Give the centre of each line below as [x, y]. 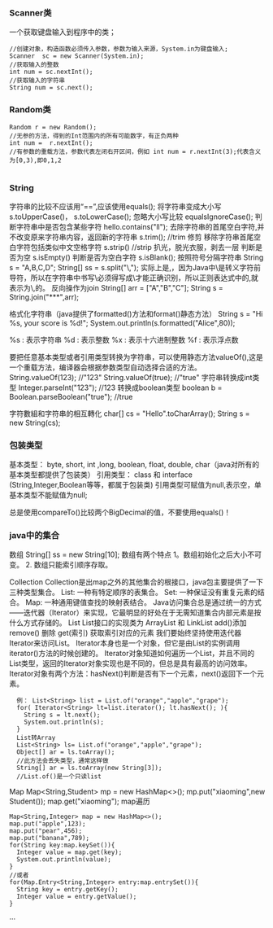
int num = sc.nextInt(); [51, 72]
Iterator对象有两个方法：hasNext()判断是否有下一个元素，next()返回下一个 [133, 674]
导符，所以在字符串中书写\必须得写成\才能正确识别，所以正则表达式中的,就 [134, 278]
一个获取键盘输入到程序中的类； [63, 32]
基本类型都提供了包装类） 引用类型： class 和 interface [101, 475]
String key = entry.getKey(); [67, 890]
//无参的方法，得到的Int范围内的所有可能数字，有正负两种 [94, 136]
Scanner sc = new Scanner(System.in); [77, 56]
